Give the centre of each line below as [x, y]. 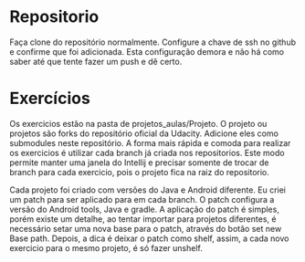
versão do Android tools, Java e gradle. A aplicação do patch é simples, [145, 209]
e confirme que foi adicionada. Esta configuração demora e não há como [147, 51]
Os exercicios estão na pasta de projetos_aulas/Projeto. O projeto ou [138, 123]
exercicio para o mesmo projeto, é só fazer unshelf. [106, 247]
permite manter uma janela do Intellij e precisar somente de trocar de [139, 162]
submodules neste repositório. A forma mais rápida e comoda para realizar [150, 142]
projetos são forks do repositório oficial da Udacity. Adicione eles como [144, 133]
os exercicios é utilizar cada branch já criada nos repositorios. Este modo [147, 152]
